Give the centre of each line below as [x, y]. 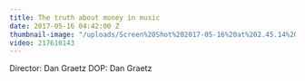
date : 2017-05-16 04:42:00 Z [64, 26]
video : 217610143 [42, 43]
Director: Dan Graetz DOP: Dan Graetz [81, 68]
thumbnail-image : [42, 34]
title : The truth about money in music [85, 18]
